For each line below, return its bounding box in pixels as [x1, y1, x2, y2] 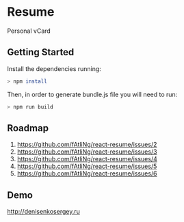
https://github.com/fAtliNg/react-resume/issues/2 [16, 141, 157, 149]
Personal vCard [7, 27, 51, 35]
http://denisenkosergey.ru [7, 208, 81, 216]
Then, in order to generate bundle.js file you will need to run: [7, 90, 178, 98]
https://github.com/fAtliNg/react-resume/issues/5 [16, 162, 157, 171]
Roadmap [7, 122, 49, 134]
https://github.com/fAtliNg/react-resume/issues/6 [16, 169, 157, 178]
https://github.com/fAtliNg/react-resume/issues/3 [16, 148, 157, 156]
